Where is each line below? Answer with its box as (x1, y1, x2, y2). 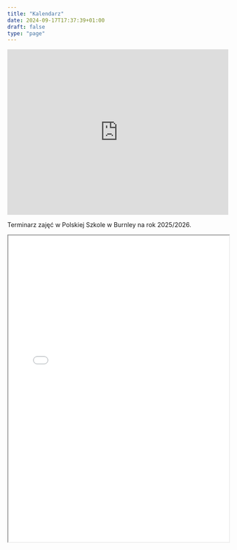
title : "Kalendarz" (7, 10, 65, 18)
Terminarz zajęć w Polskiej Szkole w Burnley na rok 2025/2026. (7, 221, 191, 229)
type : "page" (7, 29, 46, 37)
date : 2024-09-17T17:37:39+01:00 (7, 17, 105, 24)
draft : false (7, 23, 46, 30)
